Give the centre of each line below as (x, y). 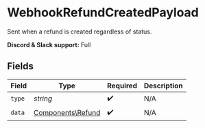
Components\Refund (67, 113)
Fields (21, 66)
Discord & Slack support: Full (49, 44)
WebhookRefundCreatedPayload (103, 13)
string (43, 99)
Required (122, 86)
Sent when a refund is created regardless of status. (80, 31)
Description (163, 86)
